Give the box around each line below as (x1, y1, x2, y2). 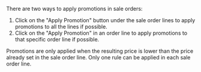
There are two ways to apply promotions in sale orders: (6, 5, 143, 12)
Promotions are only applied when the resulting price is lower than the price (6, 47, 194, 55)
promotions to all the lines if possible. (14, 23, 108, 30)
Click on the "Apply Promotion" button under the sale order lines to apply (14, 17, 196, 23)
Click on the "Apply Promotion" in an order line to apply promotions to (14, 29, 188, 37)
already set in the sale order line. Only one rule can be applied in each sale (6, 54, 191, 61)
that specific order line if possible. (14, 36, 100, 43)
